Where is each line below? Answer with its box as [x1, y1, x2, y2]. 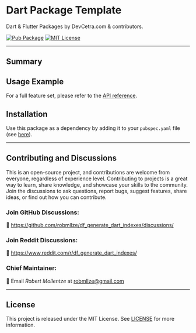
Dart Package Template [6, 4, 122, 17]
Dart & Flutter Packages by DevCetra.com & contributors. [6, 23, 143, 30]
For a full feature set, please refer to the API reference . [6, 92, 138, 99]
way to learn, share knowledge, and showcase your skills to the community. [6, 181, 188, 188]
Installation [6, 109, 48, 119]
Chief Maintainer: [6, 264, 57, 272]
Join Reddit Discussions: [6, 236, 78, 244]
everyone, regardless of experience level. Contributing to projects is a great [6, 175, 188, 182]
